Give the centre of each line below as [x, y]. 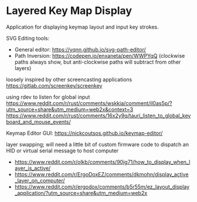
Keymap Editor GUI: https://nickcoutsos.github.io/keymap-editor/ [84, 133]
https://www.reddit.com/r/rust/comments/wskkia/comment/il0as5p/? [89, 103]
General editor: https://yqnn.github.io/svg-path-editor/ [80, 49]
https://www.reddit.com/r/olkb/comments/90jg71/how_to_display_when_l [102, 162]
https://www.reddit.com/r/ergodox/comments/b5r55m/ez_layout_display [102, 187]
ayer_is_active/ [33, 168]
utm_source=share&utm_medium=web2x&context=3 [70, 109]
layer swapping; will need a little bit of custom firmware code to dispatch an [98, 144]
